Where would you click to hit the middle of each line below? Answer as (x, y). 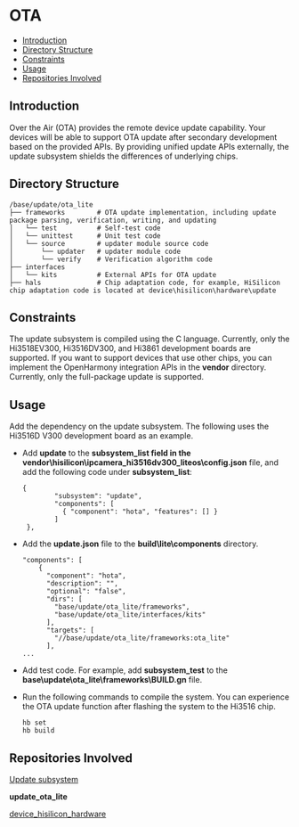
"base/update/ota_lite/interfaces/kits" (130, 615)
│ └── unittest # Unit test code (85, 236)
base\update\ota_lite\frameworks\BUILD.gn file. (112, 680)
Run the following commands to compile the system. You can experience (156, 697)
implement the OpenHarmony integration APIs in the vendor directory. (138, 367)
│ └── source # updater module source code (109, 243)
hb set (34, 723)
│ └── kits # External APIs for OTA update (113, 274)
